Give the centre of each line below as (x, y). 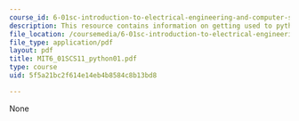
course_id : (29, 17)
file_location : (37, 34)
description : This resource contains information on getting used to (141, 26)
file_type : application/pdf (61, 42)
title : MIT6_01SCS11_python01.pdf (73, 59)
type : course (33, 68)
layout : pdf (31, 51)
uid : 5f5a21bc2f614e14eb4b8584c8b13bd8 (83, 76)
